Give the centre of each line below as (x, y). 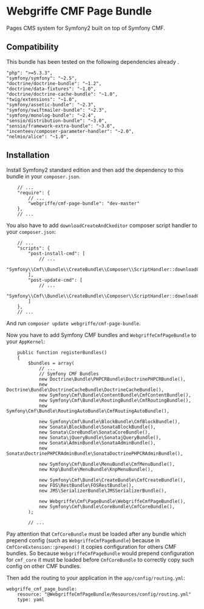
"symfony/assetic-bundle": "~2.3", (51, 104)
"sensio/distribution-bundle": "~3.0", (57, 121)
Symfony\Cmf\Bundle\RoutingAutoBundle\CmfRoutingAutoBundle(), (88, 411)
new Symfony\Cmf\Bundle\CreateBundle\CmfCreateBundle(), (112, 480)
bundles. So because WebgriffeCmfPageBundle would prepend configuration (100, 553)
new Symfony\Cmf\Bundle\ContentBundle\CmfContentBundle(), (115, 395)
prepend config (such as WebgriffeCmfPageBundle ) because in (83, 540)
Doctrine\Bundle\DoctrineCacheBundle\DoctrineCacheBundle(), (85, 390)
